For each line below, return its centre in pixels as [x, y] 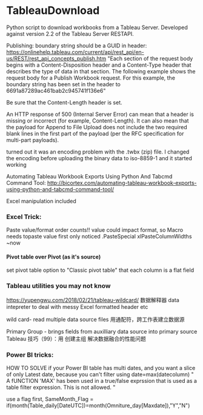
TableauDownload [53, 11]
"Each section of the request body [150, 58]
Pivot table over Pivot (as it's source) [54, 257]
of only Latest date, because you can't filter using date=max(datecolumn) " [100, 374]
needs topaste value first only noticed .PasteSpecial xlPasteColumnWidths [99, 237]
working [17, 164]
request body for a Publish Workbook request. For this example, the [91, 78]
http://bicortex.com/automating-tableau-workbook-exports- [122, 183]
